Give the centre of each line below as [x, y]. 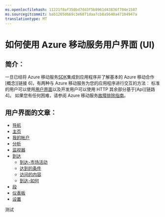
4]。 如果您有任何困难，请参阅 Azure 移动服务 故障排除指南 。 [67, 95]
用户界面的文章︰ [31, 112]
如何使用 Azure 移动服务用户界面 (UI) [80, 45]
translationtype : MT [26, 19]
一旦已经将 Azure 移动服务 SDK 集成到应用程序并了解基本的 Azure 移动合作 [80, 77]
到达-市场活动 [34, 162]
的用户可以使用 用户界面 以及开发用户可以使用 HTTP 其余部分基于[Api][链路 [80, 90]
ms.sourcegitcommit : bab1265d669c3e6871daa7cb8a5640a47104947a [71, 14]
